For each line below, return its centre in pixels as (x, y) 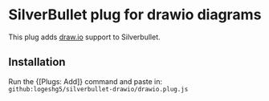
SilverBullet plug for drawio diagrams (135, 15)
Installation (37, 62)
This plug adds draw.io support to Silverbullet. (84, 37)
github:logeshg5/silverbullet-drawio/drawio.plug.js (98, 89)
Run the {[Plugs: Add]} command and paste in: (86, 81)
